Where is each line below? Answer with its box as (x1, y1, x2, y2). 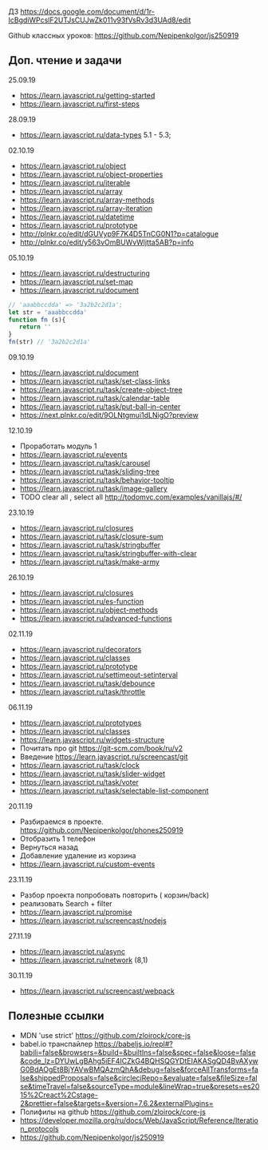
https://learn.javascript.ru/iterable (19, 177, 131, 187)
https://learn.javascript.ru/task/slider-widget (19, 769, 166, 778)
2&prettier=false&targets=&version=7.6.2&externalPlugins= (19, 1098, 214, 1108)
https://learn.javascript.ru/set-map (19, 277, 133, 286)
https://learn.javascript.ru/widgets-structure (19, 735, 165, 745)
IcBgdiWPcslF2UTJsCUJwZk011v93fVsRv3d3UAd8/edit (8, 15, 191, 25)
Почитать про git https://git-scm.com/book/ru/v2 (19, 743, 183, 754)
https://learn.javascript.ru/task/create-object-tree (19, 385, 183, 395)
